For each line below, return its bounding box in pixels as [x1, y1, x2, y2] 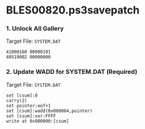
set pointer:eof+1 [6, 103, 51, 108]
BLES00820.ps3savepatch [6, 4, 140, 17]
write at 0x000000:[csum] [6, 118, 69, 124]
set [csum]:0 [6, 92, 38, 99]
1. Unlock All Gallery [6, 25, 64, 33]
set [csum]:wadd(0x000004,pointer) [6, 108, 93, 114]
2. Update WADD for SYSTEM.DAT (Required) [6, 68, 137, 76]
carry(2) [6, 97, 27, 103]
